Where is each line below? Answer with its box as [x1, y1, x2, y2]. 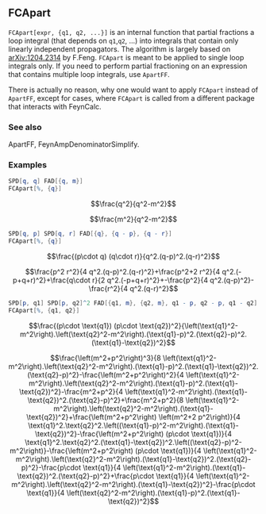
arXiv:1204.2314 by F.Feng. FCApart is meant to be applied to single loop [8, 52, 245, 62]
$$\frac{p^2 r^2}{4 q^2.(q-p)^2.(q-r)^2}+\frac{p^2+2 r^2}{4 [25, 267, 221, 276]
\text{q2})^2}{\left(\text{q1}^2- [139, 320, 238, 330]
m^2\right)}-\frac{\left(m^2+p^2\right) [10, 446, 133, 455]
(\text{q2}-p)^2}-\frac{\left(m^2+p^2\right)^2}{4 [27, 370, 184, 379]
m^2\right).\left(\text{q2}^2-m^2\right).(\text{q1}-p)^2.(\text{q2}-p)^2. [19, 329, 248, 339]
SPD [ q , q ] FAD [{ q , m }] [8, 178, 83, 186]
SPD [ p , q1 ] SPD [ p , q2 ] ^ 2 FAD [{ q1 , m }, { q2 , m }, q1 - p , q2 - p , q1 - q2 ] [8, 299, 258, 307]
